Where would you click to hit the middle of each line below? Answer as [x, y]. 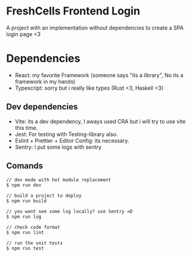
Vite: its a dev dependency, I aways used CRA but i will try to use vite [100, 121]
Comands [25, 166]
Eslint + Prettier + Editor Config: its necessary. [72, 140]
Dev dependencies [42, 107]
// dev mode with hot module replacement [59, 180]
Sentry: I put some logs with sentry [58, 147]
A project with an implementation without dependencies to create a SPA [95, 28]
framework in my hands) [45, 81]
